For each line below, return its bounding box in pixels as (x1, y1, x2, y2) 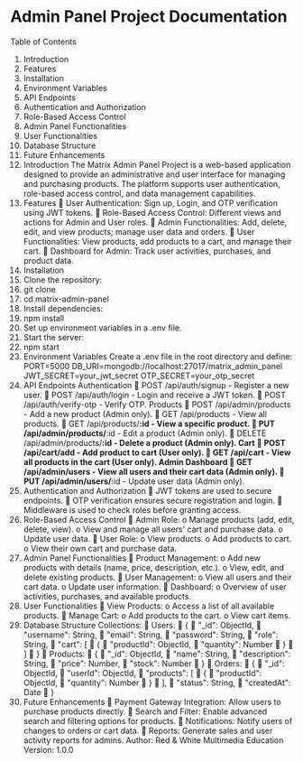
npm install (23, 312, 65, 323)
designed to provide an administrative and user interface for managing (23, 169, 286, 180)
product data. (23, 255, 75, 265)
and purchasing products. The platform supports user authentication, (23, 178, 280, 189)
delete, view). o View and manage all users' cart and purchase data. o (23, 524, 283, 534)
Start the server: (23, 331, 85, 342)
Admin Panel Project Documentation (10, 6, 288, 27)
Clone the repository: (23, 274, 103, 285)
